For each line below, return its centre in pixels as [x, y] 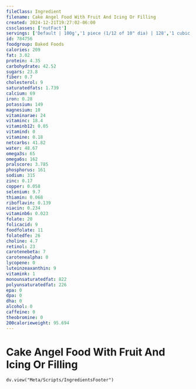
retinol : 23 [21, 247]
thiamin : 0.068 [25, 197]
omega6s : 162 [22, 159]
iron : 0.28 [19, 99]
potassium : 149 [25, 104]
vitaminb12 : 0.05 [27, 126]
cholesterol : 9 [25, 83]
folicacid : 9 [22, 224]
